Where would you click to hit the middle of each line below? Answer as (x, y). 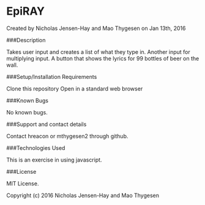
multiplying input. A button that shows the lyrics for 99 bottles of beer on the (103, 58)
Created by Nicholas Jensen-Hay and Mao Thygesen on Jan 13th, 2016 (96, 28)
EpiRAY (25, 11)
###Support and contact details (47, 124)
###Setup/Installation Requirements (52, 76)
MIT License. (23, 183)
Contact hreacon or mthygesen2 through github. (67, 136)
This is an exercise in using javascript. (54, 160)
